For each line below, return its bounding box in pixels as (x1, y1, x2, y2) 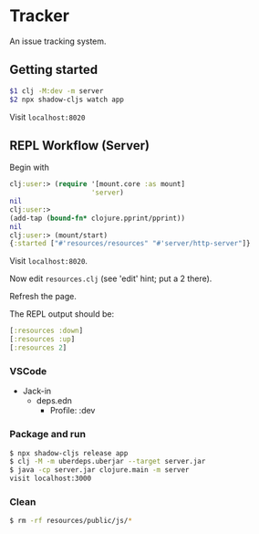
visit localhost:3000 (9, 474, 92, 484)
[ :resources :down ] (9, 326, 84, 336)
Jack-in (22, 385, 52, 397)
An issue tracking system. (9, 36, 107, 47)
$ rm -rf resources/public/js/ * (9, 517, 132, 526)
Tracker (9, 5, 70, 26)
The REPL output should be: (9, 309, 115, 319)
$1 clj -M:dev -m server (9, 86, 104, 96)
